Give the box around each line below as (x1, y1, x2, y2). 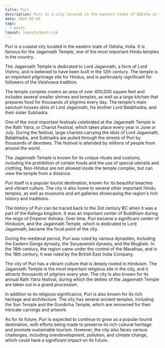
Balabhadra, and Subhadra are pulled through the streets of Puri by (5, 135, 141, 141)
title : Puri (5, 7, 29, 12)
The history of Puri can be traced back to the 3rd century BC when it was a (5, 205, 157, 211)
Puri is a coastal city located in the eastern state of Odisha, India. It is (5, 44, 145, 49)
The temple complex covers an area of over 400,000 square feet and (5, 89, 145, 94)
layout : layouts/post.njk (5, 30, 58, 35)
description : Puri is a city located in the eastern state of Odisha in (5, 12, 157, 17)
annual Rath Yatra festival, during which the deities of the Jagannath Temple (5, 276, 160, 282)
